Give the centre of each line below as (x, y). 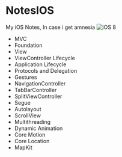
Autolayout (28, 109)
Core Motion (30, 134)
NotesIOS (30, 11)
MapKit (23, 147)
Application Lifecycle (40, 64)
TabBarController (35, 90)
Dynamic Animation (38, 128)
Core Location (32, 141)
